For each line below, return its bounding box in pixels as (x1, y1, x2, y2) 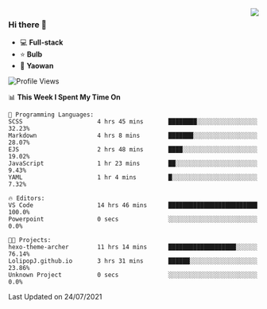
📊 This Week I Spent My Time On (8, 92, 121, 102)
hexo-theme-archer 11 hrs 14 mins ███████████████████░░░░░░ (8, 243, 258, 252)
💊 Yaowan (19, 61, 54, 71)
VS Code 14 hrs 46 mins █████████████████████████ (8, 201, 258, 209)
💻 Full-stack (19, 37, 64, 47)
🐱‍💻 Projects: (8, 237, 52, 244)
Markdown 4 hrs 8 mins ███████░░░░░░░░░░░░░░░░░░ (8, 131, 258, 140)
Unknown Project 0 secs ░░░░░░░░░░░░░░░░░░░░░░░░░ (8, 271, 258, 280)
